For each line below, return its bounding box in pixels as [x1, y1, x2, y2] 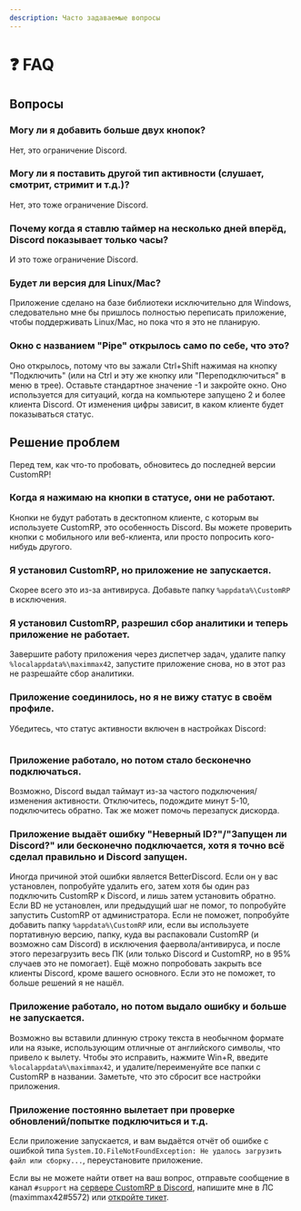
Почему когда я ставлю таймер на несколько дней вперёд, [9, 222, 286, 235]
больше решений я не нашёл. [9, 977, 125, 988]
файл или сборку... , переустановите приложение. [9, 1155, 203, 1166]
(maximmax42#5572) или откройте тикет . [9, 1191, 169, 1202]
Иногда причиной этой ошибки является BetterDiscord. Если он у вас [9, 871, 279, 883]
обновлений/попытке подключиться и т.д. [9, 1115, 209, 1127]
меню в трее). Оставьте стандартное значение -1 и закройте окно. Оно [9, 379, 287, 390]
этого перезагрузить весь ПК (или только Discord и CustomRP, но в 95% [9, 948, 291, 960]
